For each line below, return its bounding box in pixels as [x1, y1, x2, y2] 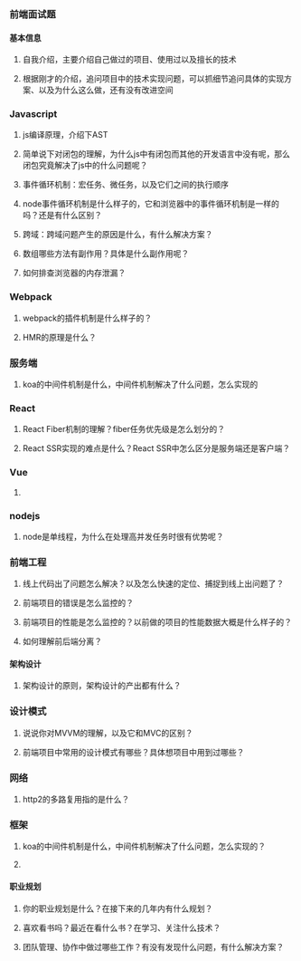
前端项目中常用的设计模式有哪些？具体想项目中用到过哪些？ [22, 746, 245, 757]
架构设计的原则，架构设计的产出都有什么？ [22, 680, 182, 691]
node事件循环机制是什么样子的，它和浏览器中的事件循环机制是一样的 [22, 198, 280, 209]
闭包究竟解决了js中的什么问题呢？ [22, 160, 148, 171]
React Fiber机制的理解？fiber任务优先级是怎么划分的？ [22, 424, 226, 435]
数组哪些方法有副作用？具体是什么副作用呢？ [22, 248, 190, 259]
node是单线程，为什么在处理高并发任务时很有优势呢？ [22, 531, 224, 542]
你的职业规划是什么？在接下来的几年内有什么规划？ [22, 903, 213, 914]
